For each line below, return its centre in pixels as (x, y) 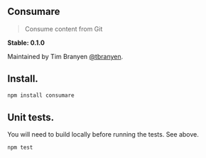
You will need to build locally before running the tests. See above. (103, 135)
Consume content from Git (64, 28)
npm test (20, 148)
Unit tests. (31, 117)
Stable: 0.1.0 (26, 43)
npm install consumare (41, 95)
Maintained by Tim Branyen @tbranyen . (65, 56)
